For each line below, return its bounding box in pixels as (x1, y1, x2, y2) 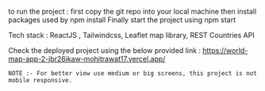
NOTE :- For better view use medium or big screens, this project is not (8, 70, 258, 78)
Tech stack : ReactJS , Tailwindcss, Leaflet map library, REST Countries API (8, 31, 255, 40)
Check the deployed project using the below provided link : (8, 46, 201, 55)
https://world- (202, 46, 248, 55)
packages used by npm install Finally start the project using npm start (8, 15, 236, 25)
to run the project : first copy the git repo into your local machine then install (8, 7, 257, 16)
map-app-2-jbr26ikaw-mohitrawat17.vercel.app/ (8, 55, 166, 63)
